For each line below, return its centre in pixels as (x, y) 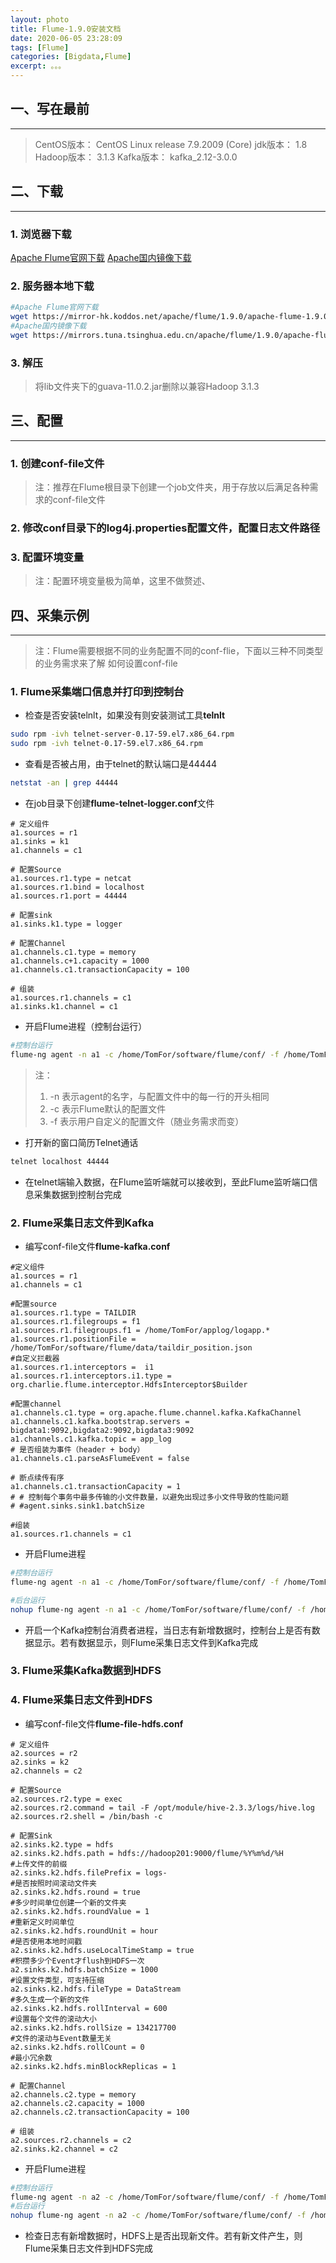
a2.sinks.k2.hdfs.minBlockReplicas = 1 (93, 2066)
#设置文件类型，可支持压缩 (57, 1980)
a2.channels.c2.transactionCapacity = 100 (100, 2112)
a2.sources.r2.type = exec (66, 1799)
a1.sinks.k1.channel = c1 (64, 1007)
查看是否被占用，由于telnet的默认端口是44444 (121, 764)
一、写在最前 (50, 109)
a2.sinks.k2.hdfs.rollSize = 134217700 (93, 2027)
